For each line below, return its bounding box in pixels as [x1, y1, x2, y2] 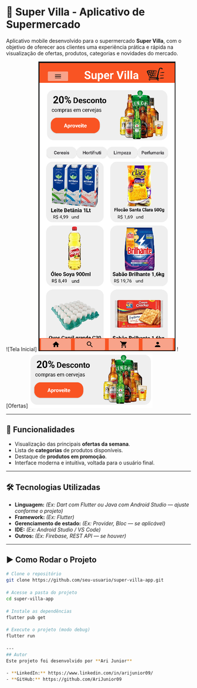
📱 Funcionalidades [6, 425, 75, 435]
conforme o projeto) [14, 507, 63, 514]
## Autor [6, 652, 28, 657]
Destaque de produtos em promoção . [14, 453, 107, 460]
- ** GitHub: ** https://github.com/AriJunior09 [6, 676, 122, 683]
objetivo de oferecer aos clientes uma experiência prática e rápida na [6, 44, 174, 51]
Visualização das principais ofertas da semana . [14, 440, 131, 447]
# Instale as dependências [6, 608, 72, 614]
